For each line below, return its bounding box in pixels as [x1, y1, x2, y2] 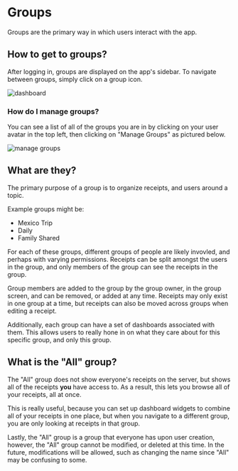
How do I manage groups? [7, 106, 99, 116]
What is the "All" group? [7, 356, 117, 369]
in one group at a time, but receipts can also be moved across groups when [7, 299, 229, 307]
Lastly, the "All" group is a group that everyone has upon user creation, [7, 433, 215, 441]
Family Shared [17, 233, 60, 242]
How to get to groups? [7, 48, 108, 60]
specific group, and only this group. [7, 335, 112, 344]
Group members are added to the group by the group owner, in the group [7, 284, 222, 292]
